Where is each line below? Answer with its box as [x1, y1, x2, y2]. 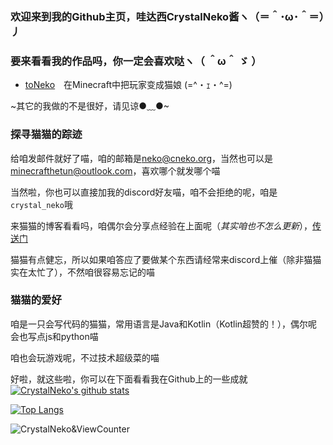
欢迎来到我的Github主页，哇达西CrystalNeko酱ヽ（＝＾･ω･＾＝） [10, 9, 325, 23]
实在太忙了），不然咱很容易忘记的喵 [10, 266, 155, 278]
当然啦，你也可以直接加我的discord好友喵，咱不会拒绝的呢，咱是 [10, 186, 278, 198]
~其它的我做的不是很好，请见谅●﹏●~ [10, 100, 170, 112]
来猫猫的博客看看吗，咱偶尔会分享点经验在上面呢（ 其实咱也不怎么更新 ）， [10, 219, 313, 232]
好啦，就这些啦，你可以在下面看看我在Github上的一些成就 [10, 373, 248, 385]
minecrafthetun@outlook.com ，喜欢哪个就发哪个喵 [10, 164, 221, 177]
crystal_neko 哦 [10, 198, 73, 210]
